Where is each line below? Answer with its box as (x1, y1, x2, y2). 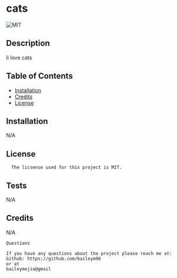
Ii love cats (6, 54, 32, 61)
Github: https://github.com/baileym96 (6, 256, 101, 262)
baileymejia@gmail (6, 266, 51, 272)
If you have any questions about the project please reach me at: (6, 250, 172, 256)
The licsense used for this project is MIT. (11, 164, 122, 171)
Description (6, 38, 50, 48)
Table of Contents (6, 71, 74, 81)
